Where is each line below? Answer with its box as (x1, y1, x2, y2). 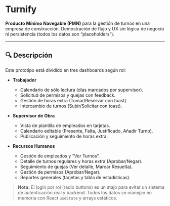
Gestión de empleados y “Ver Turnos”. (20, 153, 100, 159)
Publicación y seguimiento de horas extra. (20, 133, 108, 139)
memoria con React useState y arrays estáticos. (17, 195, 117, 201)
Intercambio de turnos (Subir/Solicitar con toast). (20, 103, 122, 109)
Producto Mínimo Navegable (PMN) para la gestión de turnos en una (5, 20, 150, 26)
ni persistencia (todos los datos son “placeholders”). (5, 31, 115, 37)
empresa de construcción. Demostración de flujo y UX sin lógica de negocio (5, 25, 164, 31)
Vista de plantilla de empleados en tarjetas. (20, 122, 110, 129)
